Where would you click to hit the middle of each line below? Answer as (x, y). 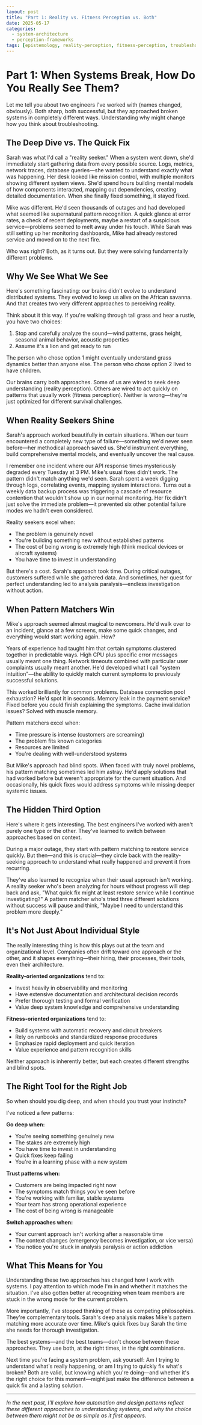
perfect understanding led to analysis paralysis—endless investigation (93, 584)
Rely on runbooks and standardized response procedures (86, 1037)
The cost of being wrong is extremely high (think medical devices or (99, 547)
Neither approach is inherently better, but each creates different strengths (98, 1061)
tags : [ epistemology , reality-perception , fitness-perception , (87, 46)
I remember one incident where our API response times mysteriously (91, 466)
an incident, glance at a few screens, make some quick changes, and (92, 631)
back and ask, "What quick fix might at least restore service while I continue (100, 893)
